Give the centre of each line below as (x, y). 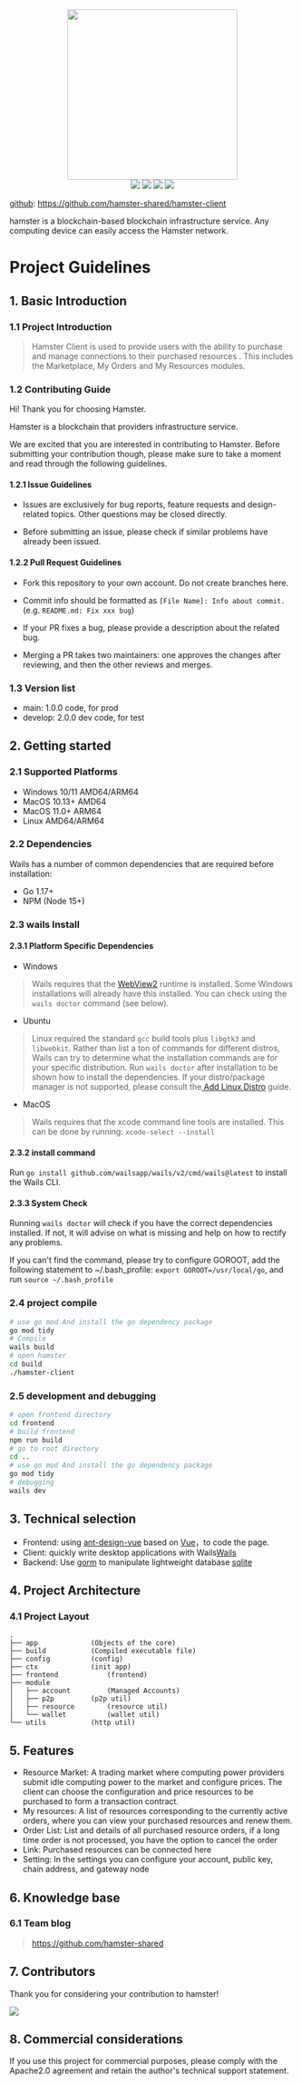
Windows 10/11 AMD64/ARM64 (80, 792)
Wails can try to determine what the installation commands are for (155, 1057)
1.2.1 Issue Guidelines (51, 484)
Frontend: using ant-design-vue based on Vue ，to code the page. (146, 1542)
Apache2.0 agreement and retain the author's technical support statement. (149, 2070)
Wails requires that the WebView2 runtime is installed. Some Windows (162, 983)
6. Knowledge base (65, 1897)
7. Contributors (53, 1972)
